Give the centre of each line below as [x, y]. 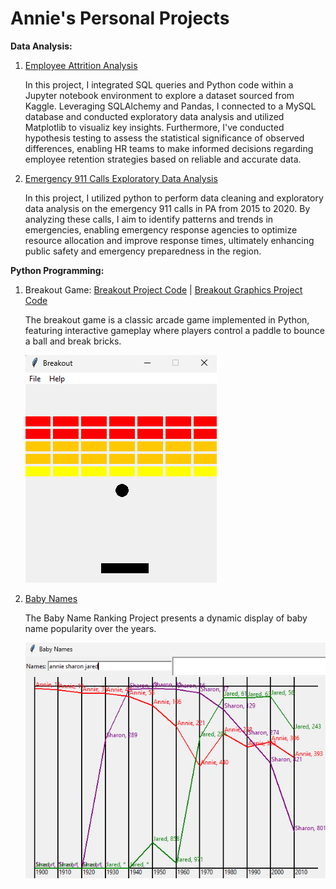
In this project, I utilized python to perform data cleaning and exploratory [174, 198]
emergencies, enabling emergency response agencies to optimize [161, 229]
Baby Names [51, 598]
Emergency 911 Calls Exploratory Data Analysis [121, 178]
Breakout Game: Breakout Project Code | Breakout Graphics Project [163, 289]
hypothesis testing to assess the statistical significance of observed [164, 138]
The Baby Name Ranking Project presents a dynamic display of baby [166, 618]
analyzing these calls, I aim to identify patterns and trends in [149, 219]
